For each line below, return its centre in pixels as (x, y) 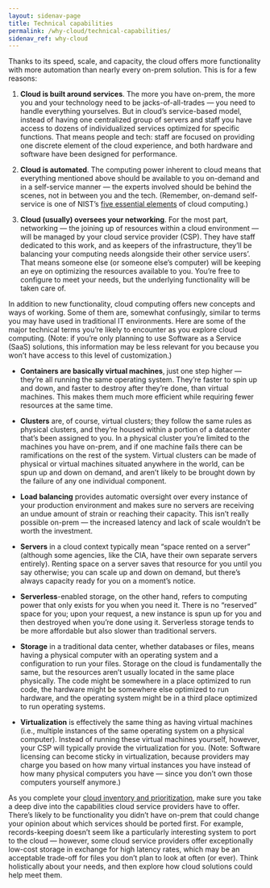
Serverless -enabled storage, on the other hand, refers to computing (133, 597)
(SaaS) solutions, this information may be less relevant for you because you (134, 347)
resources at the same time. (66, 405)
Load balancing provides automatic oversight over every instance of (134, 496)
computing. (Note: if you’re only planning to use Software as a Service (125, 338)
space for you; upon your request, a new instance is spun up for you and (141, 614)
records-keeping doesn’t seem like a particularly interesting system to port (132, 832)
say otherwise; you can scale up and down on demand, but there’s (130, 572)
